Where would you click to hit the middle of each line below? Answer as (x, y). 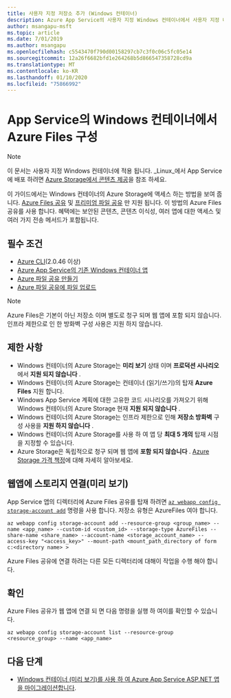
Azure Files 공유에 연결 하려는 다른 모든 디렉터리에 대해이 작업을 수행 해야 (106, 560)
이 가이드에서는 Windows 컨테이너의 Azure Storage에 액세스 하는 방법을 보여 (111, 194)
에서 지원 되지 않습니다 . (49, 374)
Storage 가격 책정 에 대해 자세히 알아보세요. (75, 460)
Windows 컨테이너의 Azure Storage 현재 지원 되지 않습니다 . (99, 408)
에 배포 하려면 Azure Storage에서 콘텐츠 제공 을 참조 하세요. (87, 179)
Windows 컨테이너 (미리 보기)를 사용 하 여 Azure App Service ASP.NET (114, 679)
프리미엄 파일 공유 (99, 203)
